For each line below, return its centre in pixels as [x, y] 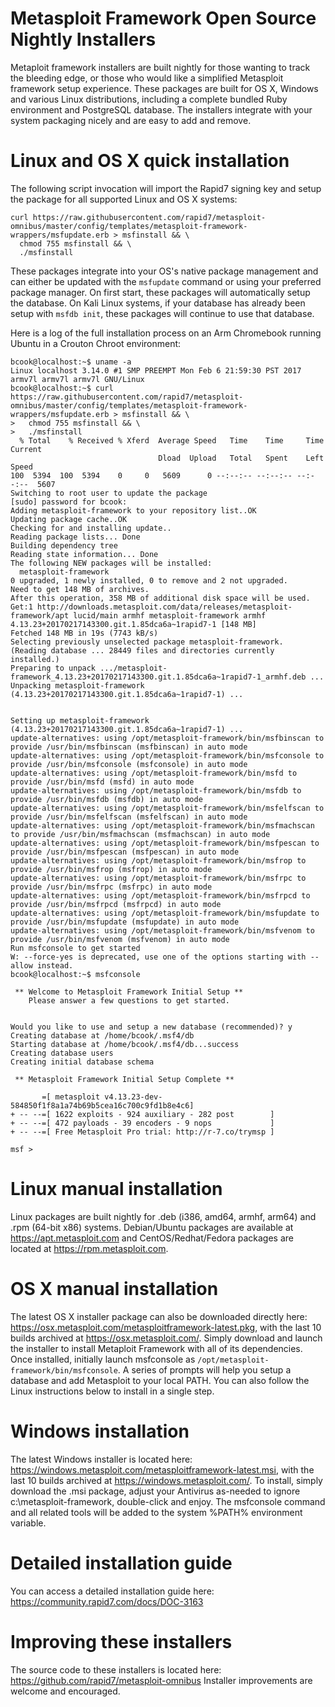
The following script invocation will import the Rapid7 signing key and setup [166, 188]
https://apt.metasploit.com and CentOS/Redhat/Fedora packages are [152, 1238]
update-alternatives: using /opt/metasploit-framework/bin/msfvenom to [162, 930]
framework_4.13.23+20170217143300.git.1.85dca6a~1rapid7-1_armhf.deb [158, 677]
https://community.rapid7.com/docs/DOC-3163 [107, 1601]
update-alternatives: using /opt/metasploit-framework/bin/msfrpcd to [160, 895]
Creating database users [62, 1053]
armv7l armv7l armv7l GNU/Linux [77, 379]
